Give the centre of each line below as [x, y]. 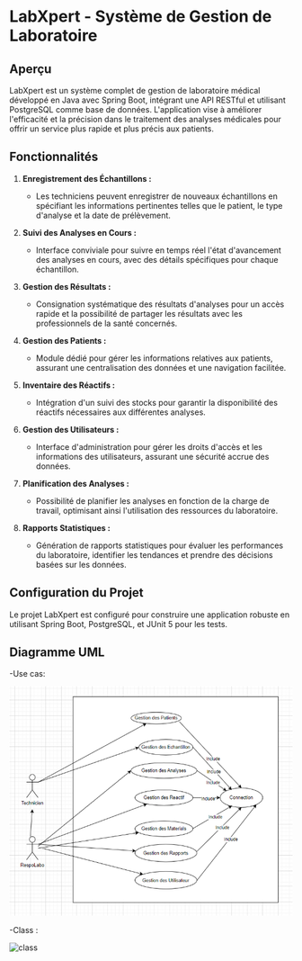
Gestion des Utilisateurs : [71, 429]
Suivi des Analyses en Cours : [79, 232]
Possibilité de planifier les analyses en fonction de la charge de [152, 500]
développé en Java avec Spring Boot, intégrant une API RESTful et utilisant [147, 100]
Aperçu [31, 69]
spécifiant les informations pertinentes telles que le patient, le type [159, 205]
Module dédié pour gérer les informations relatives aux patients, [154, 358]
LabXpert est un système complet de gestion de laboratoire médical [135, 90]
